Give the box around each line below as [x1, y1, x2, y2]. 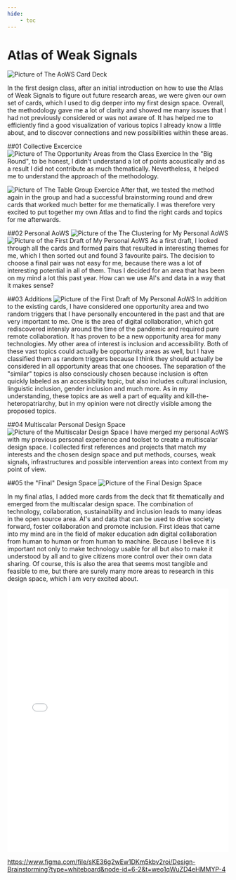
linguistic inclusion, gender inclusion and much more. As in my [7, 384, 188, 393]
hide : [7, 10, 23, 18]
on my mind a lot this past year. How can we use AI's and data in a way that [7, 274, 226, 282]
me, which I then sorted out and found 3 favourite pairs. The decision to [7, 251, 216, 260]
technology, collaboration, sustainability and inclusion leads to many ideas [7, 507, 223, 516]
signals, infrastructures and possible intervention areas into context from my [7, 458, 228, 466]
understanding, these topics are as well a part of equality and [7, 392, 185, 400]
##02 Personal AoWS [7, 229, 70, 237]
